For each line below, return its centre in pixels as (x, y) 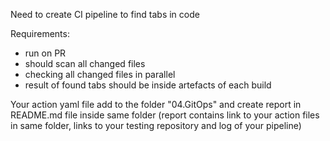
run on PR (45, 53)
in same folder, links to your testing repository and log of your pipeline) (156, 125)
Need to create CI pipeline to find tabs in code (105, 14)
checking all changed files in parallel (100, 74)
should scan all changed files (85, 63)
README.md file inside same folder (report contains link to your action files (165, 115)
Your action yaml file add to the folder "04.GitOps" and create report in (156, 104)
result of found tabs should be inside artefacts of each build (148, 85)
